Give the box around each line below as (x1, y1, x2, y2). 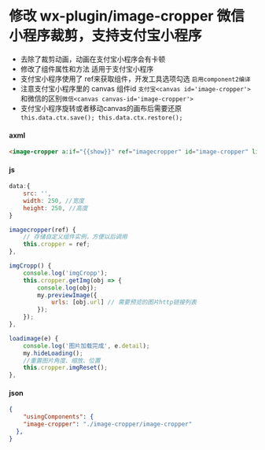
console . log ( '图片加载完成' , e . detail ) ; (23, 341, 150, 350)
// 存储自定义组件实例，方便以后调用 (23, 233, 128, 241)
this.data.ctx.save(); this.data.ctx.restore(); (20, 113, 183, 122)
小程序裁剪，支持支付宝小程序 (9, 27, 203, 45)
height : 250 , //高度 (23, 204, 88, 212)
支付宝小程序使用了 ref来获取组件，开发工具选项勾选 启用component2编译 (20, 74, 251, 83)
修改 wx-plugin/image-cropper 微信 (9, 7, 245, 25)
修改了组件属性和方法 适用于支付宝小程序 (20, 64, 154, 73)
